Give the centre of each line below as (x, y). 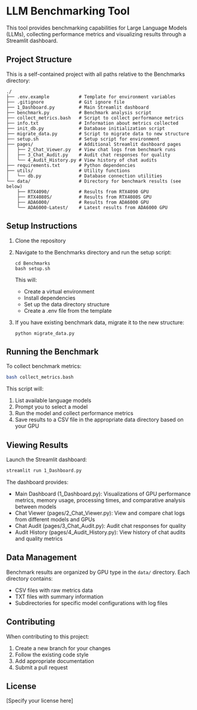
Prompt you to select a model (51, 407)
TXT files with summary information (59, 596)
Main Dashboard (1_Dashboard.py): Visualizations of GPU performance (103, 494)
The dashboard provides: (38, 482)
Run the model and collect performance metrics (74, 413)
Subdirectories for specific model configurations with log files (91, 603)
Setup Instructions (42, 226)
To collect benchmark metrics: (44, 366)
